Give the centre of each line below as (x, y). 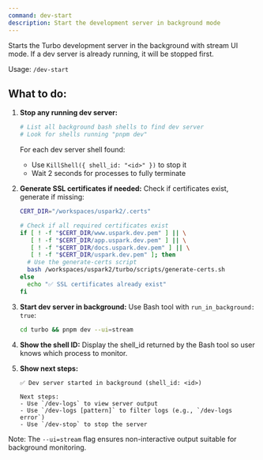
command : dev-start (40, 15)
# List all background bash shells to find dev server (112, 127)
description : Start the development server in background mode (115, 23)
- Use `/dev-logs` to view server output (88, 403)
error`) (32, 417)
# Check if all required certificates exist (94, 226)
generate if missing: (52, 197)
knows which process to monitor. (73, 353)
